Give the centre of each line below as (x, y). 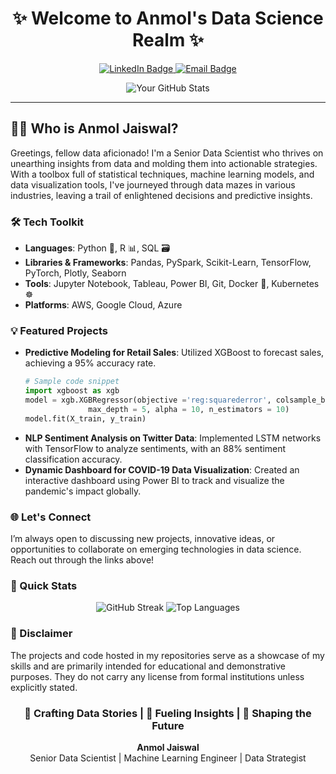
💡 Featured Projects (59, 330)
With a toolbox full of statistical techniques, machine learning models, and (162, 174)
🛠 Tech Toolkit (47, 222)
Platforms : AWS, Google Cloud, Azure (103, 305)
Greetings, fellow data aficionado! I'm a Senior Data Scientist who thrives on (167, 153)
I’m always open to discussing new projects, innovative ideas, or (143, 539)
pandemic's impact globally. (83, 491)
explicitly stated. (44, 687)
